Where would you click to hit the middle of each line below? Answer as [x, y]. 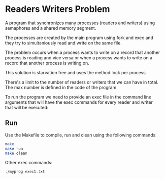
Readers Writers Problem [58, 9]
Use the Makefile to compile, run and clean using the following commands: [81, 135]
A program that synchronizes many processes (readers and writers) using [80, 23]
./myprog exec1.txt [25, 172]
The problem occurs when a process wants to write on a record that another [82, 52]
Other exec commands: [29, 163]
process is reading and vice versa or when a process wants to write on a [79, 57]
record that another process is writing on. [47, 63]
